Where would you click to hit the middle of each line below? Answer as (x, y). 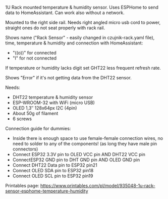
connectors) (25, 149)
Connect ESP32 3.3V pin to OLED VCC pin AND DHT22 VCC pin (79, 154)
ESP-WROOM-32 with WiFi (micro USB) (53, 103)
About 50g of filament (35, 113)
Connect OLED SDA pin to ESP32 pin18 (53, 170)
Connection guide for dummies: (38, 129)
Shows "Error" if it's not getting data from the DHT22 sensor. (69, 78)
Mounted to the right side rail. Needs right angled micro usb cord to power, (83, 22)
